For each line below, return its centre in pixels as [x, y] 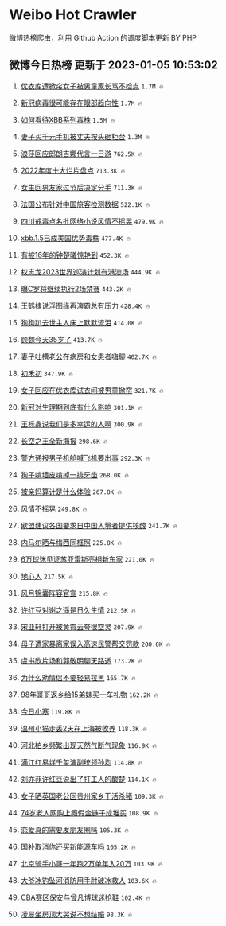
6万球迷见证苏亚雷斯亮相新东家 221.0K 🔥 [87, 559]
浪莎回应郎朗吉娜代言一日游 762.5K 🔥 [82, 154]
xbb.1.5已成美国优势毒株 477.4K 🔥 [76, 238]
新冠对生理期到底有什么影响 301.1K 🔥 [82, 407]
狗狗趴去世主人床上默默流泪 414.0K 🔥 [82, 322]
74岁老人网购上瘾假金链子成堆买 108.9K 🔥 [89, 812]
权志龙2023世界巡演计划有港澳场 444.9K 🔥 [90, 271]
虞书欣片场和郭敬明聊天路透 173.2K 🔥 [82, 660]
